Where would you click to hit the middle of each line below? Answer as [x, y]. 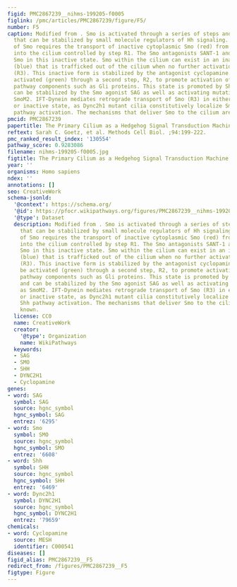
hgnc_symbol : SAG [39, 415]
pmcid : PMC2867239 [34, 119]
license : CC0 [33, 316]
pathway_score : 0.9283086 [45, 146]
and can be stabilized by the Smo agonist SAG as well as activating [124, 284]
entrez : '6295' [36, 422]
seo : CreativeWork [34, 192]
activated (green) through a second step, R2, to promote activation [118, 80]
